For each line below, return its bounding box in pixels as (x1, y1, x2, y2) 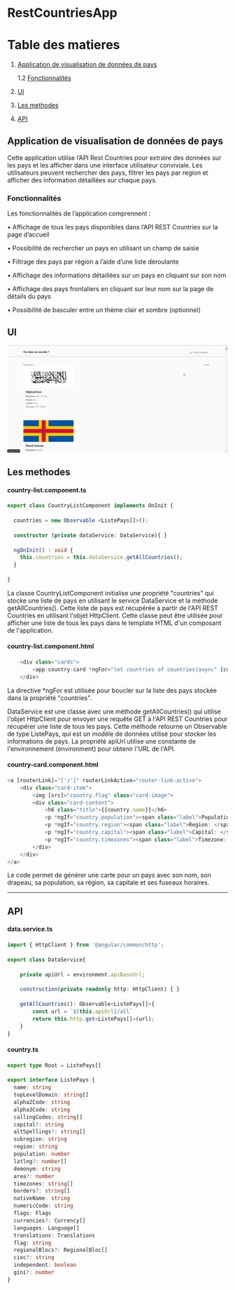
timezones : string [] (13, 1180, 73, 1187)
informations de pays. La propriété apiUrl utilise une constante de (7, 737, 196, 745)
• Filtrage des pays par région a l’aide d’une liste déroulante (7, 257, 180, 266)
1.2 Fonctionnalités (17, 74, 71, 82)
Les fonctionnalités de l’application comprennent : (7, 209, 151, 218)
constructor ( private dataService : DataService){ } (13, 532, 168, 539)
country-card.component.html (7, 760, 99, 769)
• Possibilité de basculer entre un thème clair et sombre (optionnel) (7, 306, 201, 314)
